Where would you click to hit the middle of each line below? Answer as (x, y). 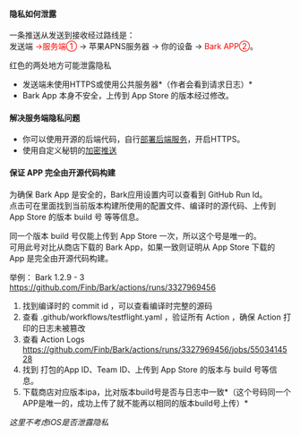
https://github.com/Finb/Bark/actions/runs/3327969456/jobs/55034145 (155, 349)
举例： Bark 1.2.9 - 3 (47, 277)
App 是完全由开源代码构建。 (61, 258)
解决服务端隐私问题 (45, 117)
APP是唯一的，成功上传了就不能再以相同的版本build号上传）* (135, 403)
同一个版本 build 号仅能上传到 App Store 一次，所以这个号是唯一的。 (135, 235)
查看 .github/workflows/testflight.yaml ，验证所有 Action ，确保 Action (152, 317)
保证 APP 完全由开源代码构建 (63, 173)
